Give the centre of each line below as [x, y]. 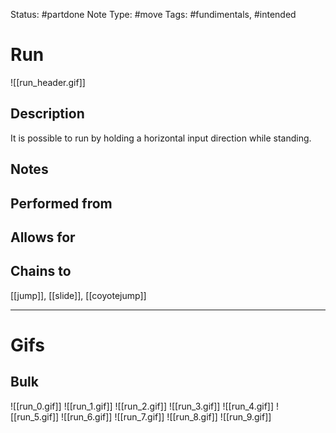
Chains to [41, 271]
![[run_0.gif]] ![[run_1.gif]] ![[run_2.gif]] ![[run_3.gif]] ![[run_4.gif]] [142, 406]
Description [47, 114]
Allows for [43, 237]
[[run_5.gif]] [35, 416]
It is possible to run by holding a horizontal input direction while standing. [161, 138]
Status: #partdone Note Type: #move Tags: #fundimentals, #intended [153, 14]
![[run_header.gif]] [48, 82]
